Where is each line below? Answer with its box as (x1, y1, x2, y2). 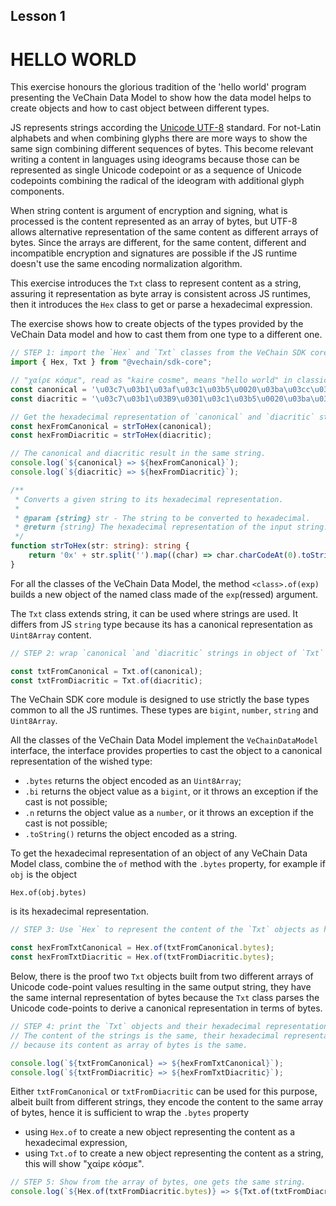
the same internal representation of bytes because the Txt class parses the (10, 992, 320, 1004)
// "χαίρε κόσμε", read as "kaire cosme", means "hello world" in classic (10, 375, 329, 386)
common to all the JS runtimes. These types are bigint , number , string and (10, 704, 319, 716)
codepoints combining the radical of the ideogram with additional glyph (10, 175, 305, 187)
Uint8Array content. (10, 629, 92, 641)
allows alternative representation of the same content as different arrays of (10, 226, 319, 238)
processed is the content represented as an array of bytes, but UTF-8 (10, 215, 298, 228)
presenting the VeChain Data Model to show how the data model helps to (10, 92, 312, 104)
